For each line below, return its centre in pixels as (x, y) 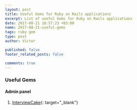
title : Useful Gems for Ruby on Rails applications (58, 14)
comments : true (20, 63)
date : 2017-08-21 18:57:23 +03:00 (40, 23)
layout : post (18, 9)
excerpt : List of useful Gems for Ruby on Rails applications (69, 18)
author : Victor (20, 41)
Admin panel (18, 91)
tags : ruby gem (20, 32)
